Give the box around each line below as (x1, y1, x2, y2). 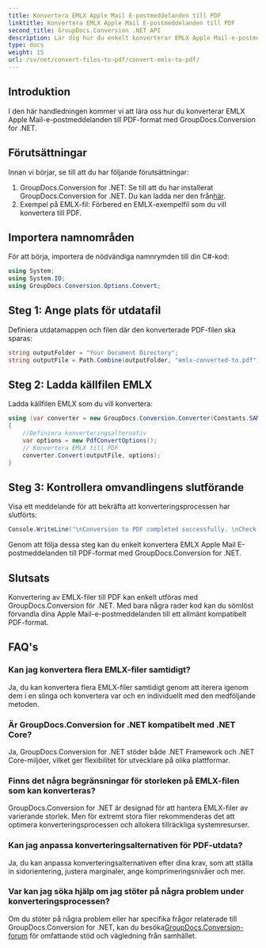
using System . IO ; (8, 274, 66, 282)
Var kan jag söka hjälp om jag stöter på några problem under (8, 886, 245, 897)
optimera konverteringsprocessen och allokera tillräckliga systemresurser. (8, 820, 250, 830)
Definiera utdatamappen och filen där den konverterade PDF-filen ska (8, 324, 236, 334)
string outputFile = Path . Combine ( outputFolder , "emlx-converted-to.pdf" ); (8, 356, 264, 364)
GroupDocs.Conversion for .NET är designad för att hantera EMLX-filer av (8, 803, 249, 813)
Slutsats (8, 571, 50, 585)
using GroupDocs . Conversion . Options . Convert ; (8, 282, 161, 290)
